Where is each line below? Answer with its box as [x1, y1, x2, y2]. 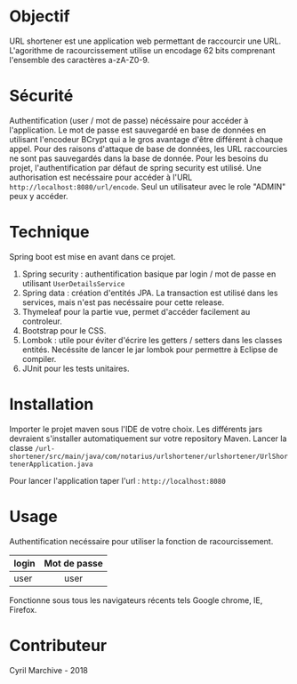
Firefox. [9, 604, 37, 615]
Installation [9, 394, 94, 414]
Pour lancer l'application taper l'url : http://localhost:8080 [9, 475, 227, 486]
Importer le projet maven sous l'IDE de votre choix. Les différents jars [9, 423, 263, 434]
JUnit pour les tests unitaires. [21, 363, 130, 374]
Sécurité [9, 86, 74, 106]
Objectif [9, 6, 70, 27]
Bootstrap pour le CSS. [21, 325, 107, 335]
